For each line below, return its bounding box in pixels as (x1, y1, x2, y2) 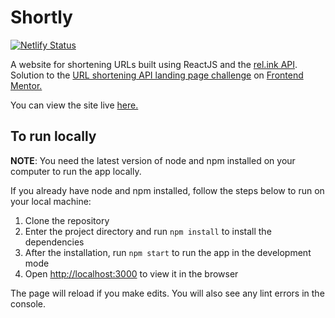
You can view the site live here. (10, 99, 139, 111)
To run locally (10, 128, 97, 145)
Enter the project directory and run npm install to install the (24, 225, 272, 237)
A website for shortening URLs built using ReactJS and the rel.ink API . (10, 58, 298, 70)
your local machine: (10, 195, 92, 207)
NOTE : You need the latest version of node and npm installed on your (10, 154, 296, 166)
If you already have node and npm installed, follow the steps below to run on (10, 184, 325, 196)
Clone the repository (24, 214, 110, 226)
